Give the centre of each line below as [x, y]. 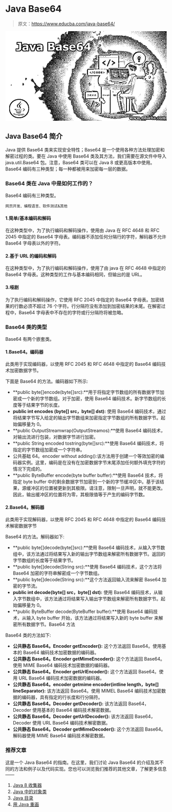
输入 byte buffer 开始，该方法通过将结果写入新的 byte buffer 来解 [95, 618]
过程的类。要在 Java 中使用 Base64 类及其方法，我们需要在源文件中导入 [90, 156]
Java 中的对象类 [30, 792]
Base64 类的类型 [26, 327]
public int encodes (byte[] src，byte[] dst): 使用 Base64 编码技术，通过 [89, 411]
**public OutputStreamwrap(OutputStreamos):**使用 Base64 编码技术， [89, 431]
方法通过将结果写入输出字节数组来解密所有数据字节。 [105, 599]
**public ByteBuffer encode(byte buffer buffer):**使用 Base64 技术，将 [88, 475]
